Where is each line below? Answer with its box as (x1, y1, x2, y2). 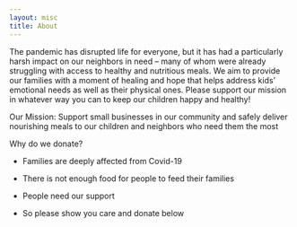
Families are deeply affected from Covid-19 (22, 155, 182, 166)
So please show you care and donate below (22, 207, 185, 218)
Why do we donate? (9, 138, 83, 149)
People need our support (22, 190, 115, 201)
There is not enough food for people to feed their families (22, 172, 235, 184)
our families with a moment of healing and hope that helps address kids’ (9, 74, 276, 85)
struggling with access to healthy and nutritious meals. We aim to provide (9, 65, 281, 76)
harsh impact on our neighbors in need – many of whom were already (9, 56, 266, 66)
